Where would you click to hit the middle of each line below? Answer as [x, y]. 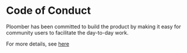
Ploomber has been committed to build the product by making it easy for [93, 26]
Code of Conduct [48, 11]
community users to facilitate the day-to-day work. [67, 32]
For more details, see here [38, 44]
